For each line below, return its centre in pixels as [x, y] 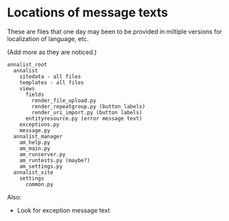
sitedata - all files [50, 77]
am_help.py [35, 142]
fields [35, 94]
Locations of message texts [88, 13]
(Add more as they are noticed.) [52, 52]
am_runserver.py [43, 154]
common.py [39, 184]
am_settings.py [41, 166]
